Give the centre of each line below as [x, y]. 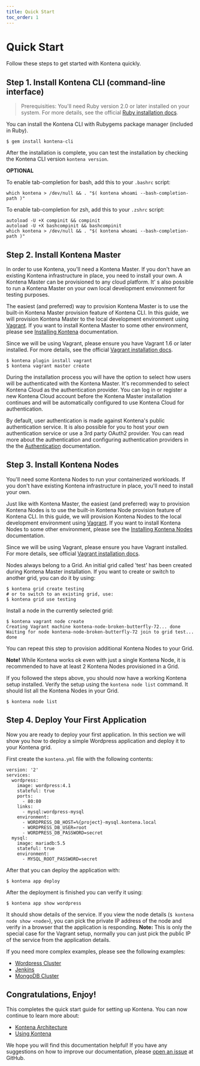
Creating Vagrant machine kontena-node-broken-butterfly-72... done [93, 627]
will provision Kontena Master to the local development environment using [97, 319]
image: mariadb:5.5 [41, 843]
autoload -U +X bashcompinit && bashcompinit [64, 226]
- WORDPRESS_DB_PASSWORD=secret [62, 833]
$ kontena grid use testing [41, 599]
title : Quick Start [31, 12]
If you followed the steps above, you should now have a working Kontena [96, 677]
